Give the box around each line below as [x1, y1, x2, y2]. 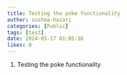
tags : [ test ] [7, 29, 44, 36]
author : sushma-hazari [7, 16, 72, 23]
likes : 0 [7, 42, 32, 48]
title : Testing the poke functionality [7, 10, 121, 17]
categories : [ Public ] [7, 22, 69, 29]
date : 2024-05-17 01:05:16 [7, 35, 84, 42]
